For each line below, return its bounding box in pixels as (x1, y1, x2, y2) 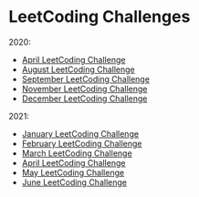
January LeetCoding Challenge (21, 128, 139, 139)
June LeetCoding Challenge (21, 176, 127, 188)
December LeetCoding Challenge (21, 93, 148, 104)
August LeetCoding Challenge (21, 64, 136, 75)
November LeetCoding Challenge (21, 83, 148, 94)
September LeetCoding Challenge (21, 73, 150, 84)
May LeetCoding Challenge (21, 167, 125, 178)
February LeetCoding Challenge (21, 138, 142, 149)
